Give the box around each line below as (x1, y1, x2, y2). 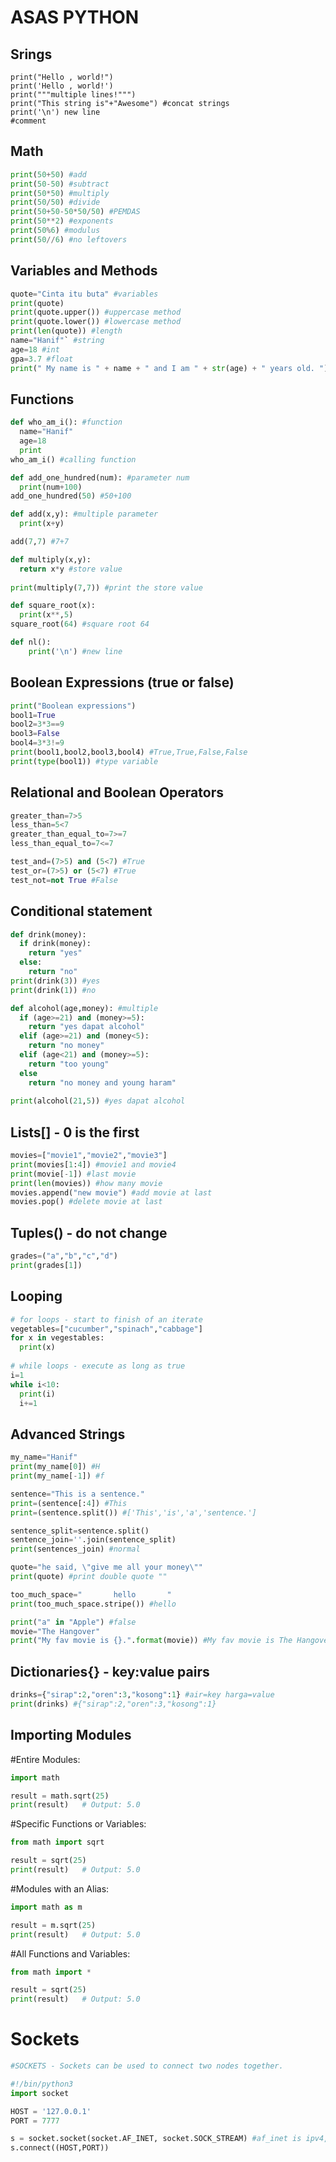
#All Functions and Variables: (10, 1947, 131, 1960)
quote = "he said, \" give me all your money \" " (10, 1562, 203, 1573)
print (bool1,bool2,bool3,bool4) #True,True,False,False (10, 747, 248, 757)
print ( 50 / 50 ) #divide (10, 197, 101, 208)
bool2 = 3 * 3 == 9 (10, 719, 65, 730)
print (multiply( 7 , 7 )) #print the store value (10, 582, 203, 593)
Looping (10, 1288, 63, 1305)
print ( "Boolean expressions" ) (10, 701, 137, 711)
